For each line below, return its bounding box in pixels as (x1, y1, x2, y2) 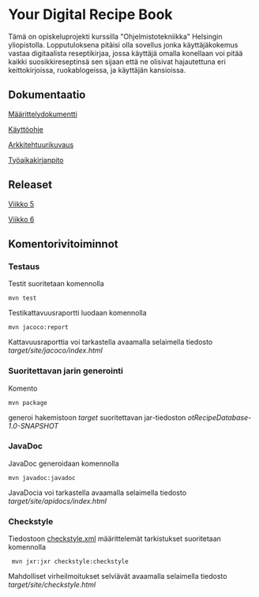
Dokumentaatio (8, 89, 86, 102)
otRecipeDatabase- (187, 413, 252, 422)
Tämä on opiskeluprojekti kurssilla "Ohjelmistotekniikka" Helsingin (8, 32, 223, 41)
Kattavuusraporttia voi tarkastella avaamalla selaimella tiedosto (8, 338, 213, 347)
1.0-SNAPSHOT (8, 421, 59, 430)
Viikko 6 (8, 214, 35, 224)
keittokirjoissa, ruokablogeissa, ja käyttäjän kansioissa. (8, 65, 186, 74)
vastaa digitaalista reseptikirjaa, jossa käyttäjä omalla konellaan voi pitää (8, 48, 243, 58)
